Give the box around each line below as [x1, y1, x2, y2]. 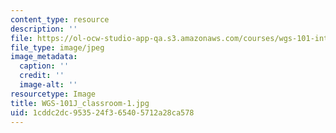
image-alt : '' [19, 80, 78, 90]
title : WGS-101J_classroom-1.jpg [10, 98, 150, 108]
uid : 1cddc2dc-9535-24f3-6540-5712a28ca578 [10, 107, 195, 118]
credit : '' [19, 71, 65, 81]
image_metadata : [10, 52, 78, 62]
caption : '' [19, 61, 70, 71]
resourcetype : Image [10, 89, 97, 99]
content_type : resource [10, 14, 110, 25]
